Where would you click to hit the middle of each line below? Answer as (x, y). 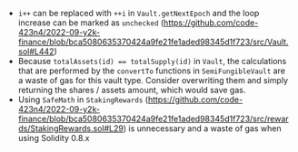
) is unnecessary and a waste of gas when (202, 128)
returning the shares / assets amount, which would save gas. (132, 90)
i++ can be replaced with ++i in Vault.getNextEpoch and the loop (139, 13)
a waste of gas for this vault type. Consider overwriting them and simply (153, 80)
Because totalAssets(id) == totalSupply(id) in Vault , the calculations (152, 61)
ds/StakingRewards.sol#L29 (71, 128)
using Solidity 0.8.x (54, 138)
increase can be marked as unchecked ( (91, 23)
